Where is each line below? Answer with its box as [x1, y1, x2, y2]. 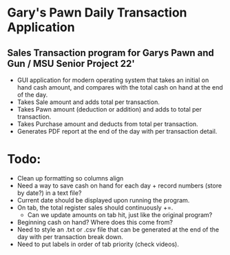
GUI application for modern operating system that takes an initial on [17, 76, 209, 84]
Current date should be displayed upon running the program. [17, 196, 190, 204]
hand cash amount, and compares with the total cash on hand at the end [17, 83, 224, 91]
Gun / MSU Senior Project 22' [7, 57, 136, 70]
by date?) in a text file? [17, 188, 82, 197]
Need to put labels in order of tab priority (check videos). [17, 240, 179, 248]
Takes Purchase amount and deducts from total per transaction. [17, 120, 198, 128]
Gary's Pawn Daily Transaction [7, 5, 187, 21]
